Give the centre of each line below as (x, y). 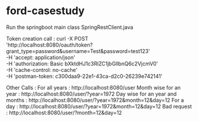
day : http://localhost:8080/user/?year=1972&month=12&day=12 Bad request (99, 106)
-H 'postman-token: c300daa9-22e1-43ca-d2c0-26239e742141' (84, 76)
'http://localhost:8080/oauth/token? (49, 45)
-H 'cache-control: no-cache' (42, 70)
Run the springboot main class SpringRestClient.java (70, 27)
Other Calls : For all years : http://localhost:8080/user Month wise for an (93, 87)
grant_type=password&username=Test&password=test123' (78, 51)
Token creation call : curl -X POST (47, 38)
